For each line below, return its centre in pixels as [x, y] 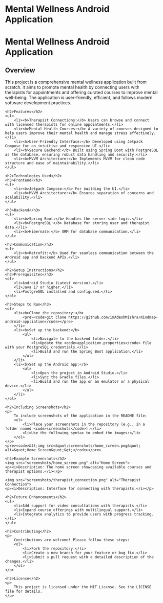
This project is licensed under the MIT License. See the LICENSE [83, 587]
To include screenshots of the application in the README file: [81, 416]
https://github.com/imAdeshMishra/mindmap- [113, 317]
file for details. [24, 591]
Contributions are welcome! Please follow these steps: [72, 540]
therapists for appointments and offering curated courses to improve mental [81, 93]
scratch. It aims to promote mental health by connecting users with [72, 87]
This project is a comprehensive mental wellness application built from [76, 82]
